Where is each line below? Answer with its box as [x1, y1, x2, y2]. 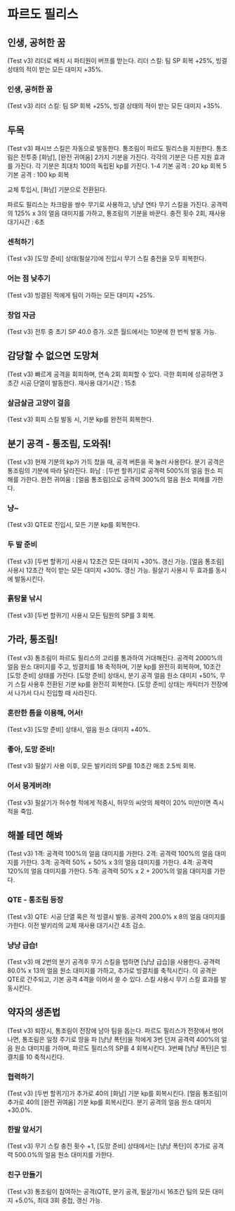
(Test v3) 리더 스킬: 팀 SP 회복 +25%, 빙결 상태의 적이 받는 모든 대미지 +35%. [7, 102, 222, 110]
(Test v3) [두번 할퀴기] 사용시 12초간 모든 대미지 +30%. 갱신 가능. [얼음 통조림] [7, 557, 224, 566]
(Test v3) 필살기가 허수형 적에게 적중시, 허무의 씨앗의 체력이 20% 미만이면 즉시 [7, 798, 224, 807]
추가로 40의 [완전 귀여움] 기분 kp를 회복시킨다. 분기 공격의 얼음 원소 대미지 [7, 1098, 212, 1106]
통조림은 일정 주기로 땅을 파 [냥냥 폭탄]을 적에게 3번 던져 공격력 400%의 [22, 1035, 220, 1043]
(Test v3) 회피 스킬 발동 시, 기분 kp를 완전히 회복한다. [7, 415, 154, 424]
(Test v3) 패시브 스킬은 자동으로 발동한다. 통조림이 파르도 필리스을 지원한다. [7, 145, 215, 153]
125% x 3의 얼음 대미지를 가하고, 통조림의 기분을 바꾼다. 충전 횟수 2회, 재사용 [14, 209, 226, 218]
